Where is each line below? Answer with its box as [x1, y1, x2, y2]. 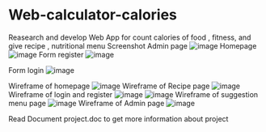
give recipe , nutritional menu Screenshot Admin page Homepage [8, 40, 257, 50]
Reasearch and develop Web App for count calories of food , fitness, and [8, 32, 251, 42]
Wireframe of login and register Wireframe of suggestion [8, 89, 259, 99]
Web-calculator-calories [8, 6, 178, 24]
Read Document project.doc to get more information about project [8, 113, 229, 123]
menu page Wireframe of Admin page [8, 98, 165, 108]
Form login [8, 65, 44, 75]
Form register [39, 49, 84, 59]
